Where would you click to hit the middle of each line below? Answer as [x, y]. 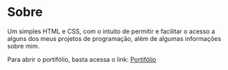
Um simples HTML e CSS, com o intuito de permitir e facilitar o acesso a [111, 31]
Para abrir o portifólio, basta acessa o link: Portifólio [82, 59]
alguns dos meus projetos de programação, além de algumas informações [114, 38]
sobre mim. [23, 46]
